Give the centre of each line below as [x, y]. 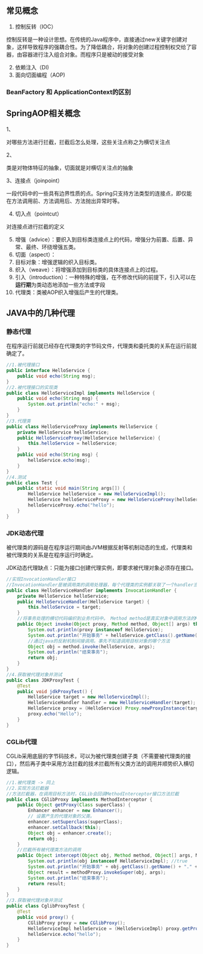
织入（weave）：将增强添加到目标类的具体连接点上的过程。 [88, 269]
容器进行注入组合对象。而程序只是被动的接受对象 [83, 54]
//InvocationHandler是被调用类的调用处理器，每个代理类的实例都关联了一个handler [100, 584]
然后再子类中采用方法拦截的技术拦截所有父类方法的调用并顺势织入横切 [107, 763]
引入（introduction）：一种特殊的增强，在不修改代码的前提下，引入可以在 [105, 277]
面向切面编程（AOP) [40, 75]
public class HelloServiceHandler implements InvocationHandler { [92, 591]
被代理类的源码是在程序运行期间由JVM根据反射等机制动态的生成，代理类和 [99, 548]
